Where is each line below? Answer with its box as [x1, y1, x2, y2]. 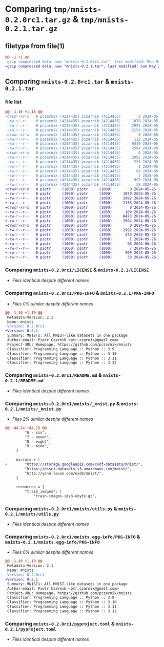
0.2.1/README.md [5, 378, 44, 384]
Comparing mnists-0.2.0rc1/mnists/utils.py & [5, 505, 118, 512]
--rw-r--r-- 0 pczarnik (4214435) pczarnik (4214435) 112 [5, 137, 141, 142]
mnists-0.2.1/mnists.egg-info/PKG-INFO [5, 539, 100, 545]
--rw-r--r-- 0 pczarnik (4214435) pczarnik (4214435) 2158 [5, 128, 141, 132]
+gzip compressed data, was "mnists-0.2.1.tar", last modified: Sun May [5, 64, 156, 69]
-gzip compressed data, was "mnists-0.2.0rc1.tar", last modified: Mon [5, 59, 154, 64]
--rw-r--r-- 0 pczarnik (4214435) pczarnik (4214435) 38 [5, 182, 141, 187]
